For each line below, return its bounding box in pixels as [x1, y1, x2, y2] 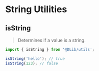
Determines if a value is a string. [17, 37, 86, 43]
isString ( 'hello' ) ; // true [5, 56, 65, 61]
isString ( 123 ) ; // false [5, 61, 58, 66]
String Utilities [5, 4, 67, 15]
